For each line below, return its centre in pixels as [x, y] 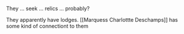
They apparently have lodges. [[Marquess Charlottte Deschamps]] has [92, 20]
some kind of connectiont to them [47, 26]
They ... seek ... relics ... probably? [48, 8]
